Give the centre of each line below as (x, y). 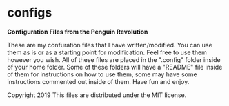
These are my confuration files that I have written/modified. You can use (110, 45)
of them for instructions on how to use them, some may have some (102, 74)
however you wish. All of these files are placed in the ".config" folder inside (114, 59)
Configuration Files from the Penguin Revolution (78, 32)
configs (30, 13)
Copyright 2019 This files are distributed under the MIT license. (97, 95)
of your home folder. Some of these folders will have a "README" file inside (115, 67)
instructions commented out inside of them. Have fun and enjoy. (98, 81)
